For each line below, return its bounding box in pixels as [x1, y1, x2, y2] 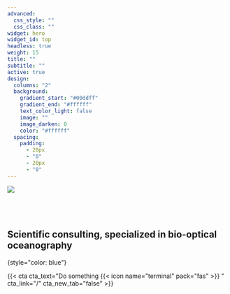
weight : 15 [7, 50, 39, 57]
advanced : [7, 10, 36, 17]
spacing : [13, 133, 39, 140]
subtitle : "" [7, 62, 45, 69]
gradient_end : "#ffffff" [20, 101, 92, 108]
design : [7, 75, 30, 82]
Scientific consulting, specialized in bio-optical [7, 228, 217, 241]
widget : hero [7, 29, 45, 37]
